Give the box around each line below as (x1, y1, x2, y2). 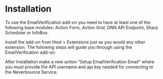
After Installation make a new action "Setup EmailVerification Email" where (5, 59, 155, 64)
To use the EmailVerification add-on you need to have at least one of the (5, 19, 151, 25)
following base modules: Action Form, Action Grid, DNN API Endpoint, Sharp (5, 24, 159, 30)
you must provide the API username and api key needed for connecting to (5, 64, 154, 70)
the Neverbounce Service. (5, 69, 58, 75)
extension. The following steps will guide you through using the (5, 44, 133, 50)
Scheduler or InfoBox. (5, 30, 49, 35)
